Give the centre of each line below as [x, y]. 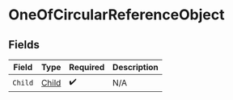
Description [136, 67]
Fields [24, 45]
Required [87, 67]
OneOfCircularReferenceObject [116, 15]
